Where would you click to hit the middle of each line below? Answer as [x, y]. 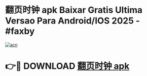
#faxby [20, 31]
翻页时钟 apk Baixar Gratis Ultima [74, 10]
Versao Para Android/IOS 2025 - [73, 21]
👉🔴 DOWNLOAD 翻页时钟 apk [67, 66]
